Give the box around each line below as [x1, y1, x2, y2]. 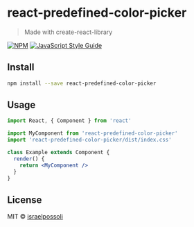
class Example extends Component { [7, 149, 110, 156]
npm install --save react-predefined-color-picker [7, 80, 157, 87]
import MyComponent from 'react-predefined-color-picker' [7, 130, 178, 137]
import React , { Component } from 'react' [7, 117, 132, 124]
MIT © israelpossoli [7, 212, 64, 221]
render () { [13, 155, 45, 162]
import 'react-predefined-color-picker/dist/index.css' [7, 137, 172, 144]
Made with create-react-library [24, 28, 113, 36]
